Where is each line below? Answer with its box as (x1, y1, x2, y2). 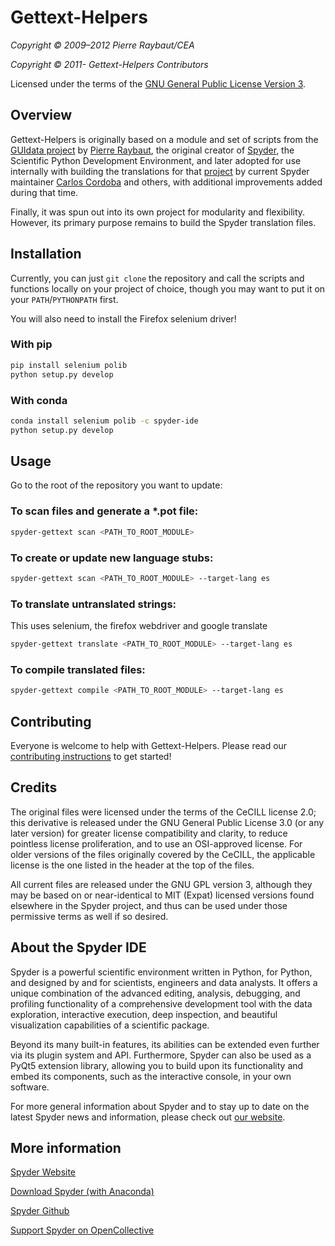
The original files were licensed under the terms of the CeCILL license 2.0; (10, 806, 317, 818)
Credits (10, 779, 58, 796)
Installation (10, 246, 82, 263)
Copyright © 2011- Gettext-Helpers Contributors (10, 58, 209, 70)
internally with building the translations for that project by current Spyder (10, 165, 310, 177)
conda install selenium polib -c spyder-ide (10, 416, 199, 426)
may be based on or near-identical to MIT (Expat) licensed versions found (10, 889, 315, 901)
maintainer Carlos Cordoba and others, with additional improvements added (10, 176, 323, 188)
